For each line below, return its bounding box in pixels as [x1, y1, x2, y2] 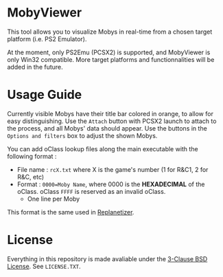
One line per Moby [27, 195, 80, 203]
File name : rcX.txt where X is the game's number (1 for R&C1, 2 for [16, 165, 209, 173]
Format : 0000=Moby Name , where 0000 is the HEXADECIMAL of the [16, 180, 205, 188]
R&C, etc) [16, 173, 45, 181]
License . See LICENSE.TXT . [7, 262, 81, 270]
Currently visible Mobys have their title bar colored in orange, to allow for [7, 109, 214, 118]
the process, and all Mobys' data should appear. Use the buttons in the [7, 124, 207, 132]
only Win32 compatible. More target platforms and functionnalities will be [7, 55, 215, 63]
